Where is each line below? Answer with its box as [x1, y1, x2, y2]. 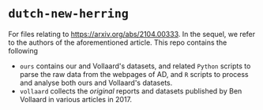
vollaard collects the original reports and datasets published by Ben [19, 86, 242, 96]
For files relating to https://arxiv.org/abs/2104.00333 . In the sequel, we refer [8, 29, 256, 38]
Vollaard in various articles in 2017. [19, 94, 133, 104]
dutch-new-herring [8, 6, 129, 21]
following [8, 46, 38, 55]
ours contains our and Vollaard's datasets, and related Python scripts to [19, 61, 251, 71]
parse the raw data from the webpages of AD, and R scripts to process [19, 69, 249, 79]
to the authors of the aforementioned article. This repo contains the [8, 38, 227, 47]
